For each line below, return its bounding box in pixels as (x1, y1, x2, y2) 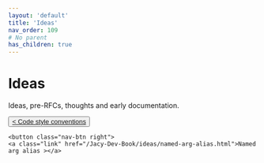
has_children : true (8, 41, 73, 49)
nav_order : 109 (8, 26, 58, 34)
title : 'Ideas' (8, 19, 58, 27)
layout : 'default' (8, 11, 69, 20)
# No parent (8, 33, 47, 42)
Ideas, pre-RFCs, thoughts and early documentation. (8, 101, 179, 110)
